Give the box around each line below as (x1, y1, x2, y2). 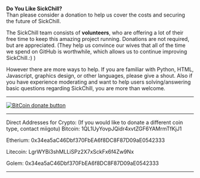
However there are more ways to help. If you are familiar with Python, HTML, (6, 66, 194, 73)
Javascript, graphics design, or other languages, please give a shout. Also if (6, 72, 193, 79)
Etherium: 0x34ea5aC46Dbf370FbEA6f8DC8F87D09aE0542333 (6, 136, 165, 144)
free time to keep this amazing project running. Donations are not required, (6, 36, 189, 42)
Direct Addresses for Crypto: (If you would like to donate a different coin (6, 119, 183, 126)
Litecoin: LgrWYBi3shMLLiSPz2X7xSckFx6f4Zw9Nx (6, 148, 134, 155)
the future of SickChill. (6, 18, 61, 24)
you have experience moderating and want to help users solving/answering (6, 78, 191, 85)
